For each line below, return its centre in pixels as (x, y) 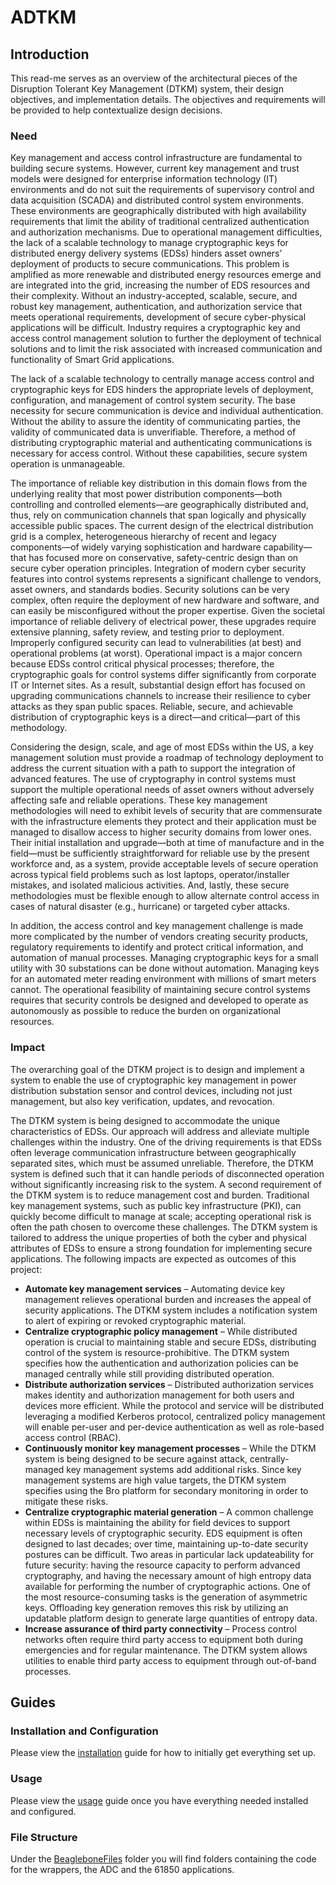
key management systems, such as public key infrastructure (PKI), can (156, 1205)
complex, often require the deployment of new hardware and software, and (165, 600)
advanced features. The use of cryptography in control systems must (153, 779)
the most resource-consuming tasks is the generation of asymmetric (166, 1597)
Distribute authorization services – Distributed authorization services (169, 1384)
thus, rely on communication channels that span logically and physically (158, 515)
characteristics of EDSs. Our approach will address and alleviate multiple (160, 1131)
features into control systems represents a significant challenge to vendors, (166, 579)
